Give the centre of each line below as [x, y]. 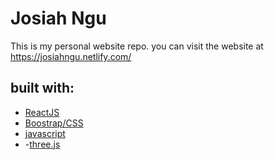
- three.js [42, 144]
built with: [42, 88]
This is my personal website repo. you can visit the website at [137, 46]
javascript [45, 133]
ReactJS [42, 112]
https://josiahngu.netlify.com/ [71, 56]
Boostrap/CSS [54, 123]
